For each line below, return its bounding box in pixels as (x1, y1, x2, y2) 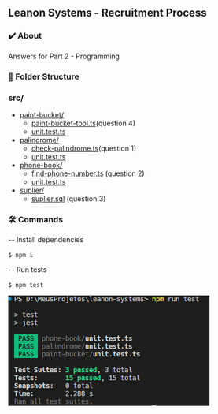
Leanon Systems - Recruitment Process (8, 6, 207, 20)
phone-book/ (19, 160, 63, 170)
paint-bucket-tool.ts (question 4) (31, 118, 136, 128)
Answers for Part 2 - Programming (8, 51, 120, 61)
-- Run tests (8, 265, 47, 274)
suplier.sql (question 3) (31, 193, 106, 203)
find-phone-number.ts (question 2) (31, 169, 145, 178)
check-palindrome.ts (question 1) (31, 144, 137, 153)
